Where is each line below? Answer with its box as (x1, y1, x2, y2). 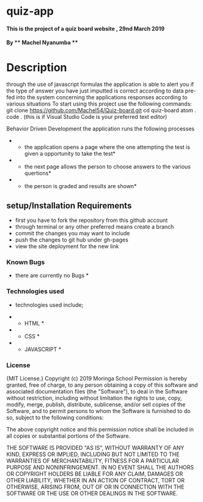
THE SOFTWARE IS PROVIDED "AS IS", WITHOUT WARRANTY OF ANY (6, 444, 185, 452)
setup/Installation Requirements (6, 200, 132, 211)
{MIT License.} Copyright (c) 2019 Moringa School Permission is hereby (6, 375, 188, 382)
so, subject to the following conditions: (6, 414, 104, 421)
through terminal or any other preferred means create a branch (15, 223, 174, 230)
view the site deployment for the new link (15, 243, 119, 250)
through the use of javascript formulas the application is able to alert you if (6, 81, 194, 88)
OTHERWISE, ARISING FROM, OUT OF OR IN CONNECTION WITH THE (6, 483, 185, 491)
